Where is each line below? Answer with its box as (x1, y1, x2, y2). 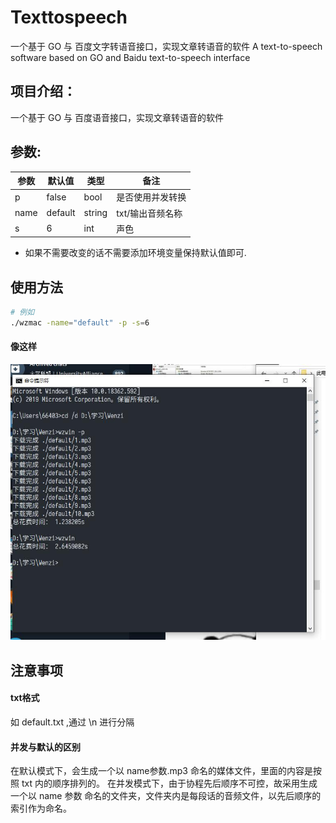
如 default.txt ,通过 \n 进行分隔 (10, 716, 135, 728)
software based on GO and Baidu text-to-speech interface (10, 51, 251, 63)
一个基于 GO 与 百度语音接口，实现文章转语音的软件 (10, 111, 224, 123)
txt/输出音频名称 (116, 207, 183, 219)
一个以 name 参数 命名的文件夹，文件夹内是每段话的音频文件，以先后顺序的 (10, 790, 322, 802)
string (83, 207, 108, 219)
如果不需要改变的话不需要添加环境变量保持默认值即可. (24, 247, 247, 259)
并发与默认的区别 (10, 741, 81, 753)
